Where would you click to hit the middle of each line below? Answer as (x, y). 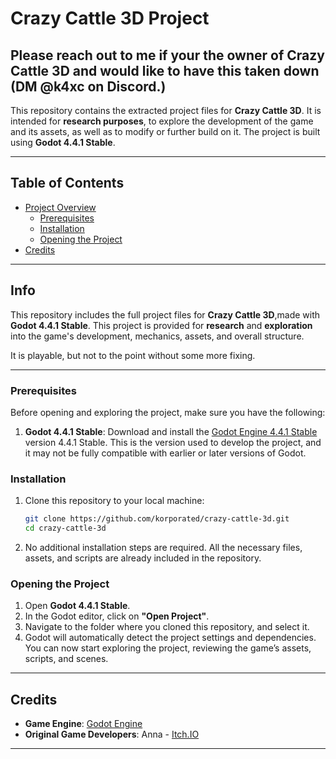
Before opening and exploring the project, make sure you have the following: (168, 412)
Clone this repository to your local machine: (114, 501)
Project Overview (60, 207)
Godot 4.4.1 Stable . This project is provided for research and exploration (161, 325)
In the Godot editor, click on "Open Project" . (117, 616)
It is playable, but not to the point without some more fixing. (133, 355)
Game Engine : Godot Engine (83, 724)
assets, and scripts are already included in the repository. (143, 558)
